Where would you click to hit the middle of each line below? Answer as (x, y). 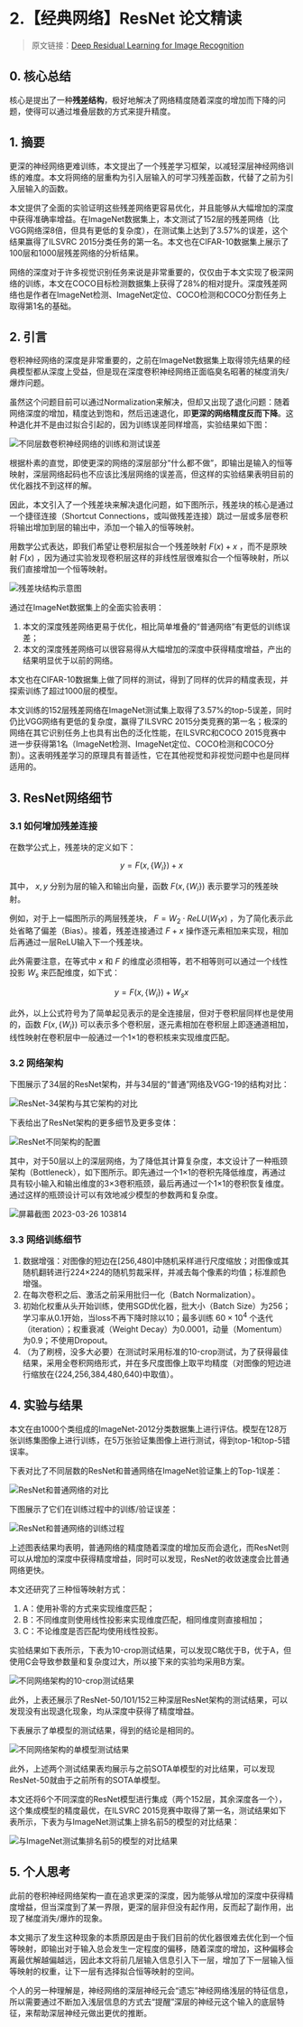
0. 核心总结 (40, 76)
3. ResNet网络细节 (61, 798)
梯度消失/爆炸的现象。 (66, 1918)
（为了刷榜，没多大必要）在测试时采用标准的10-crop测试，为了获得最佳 (155, 1352)
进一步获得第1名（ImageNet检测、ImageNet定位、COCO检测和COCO (138, 744)
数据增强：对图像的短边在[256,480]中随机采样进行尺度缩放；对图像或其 (156, 1261)
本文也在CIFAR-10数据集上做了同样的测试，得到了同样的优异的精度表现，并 (149, 680)
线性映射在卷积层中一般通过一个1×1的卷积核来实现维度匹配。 (122, 1037)
